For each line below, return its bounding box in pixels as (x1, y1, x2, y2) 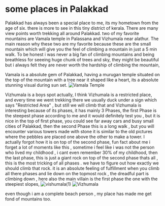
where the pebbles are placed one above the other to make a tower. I (5, 134, 145, 140)
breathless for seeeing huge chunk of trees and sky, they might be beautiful (5, 56, 159, 62)
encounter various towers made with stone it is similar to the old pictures (5, 128, 153, 134)
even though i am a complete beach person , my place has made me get (5, 191, 152, 197)
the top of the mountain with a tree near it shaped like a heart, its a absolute (5, 77, 159, 83)
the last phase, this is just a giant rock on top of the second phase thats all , (5, 154, 159, 160)
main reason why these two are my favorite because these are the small (5, 41, 151, 47)
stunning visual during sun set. (5, 82, 67, 88)
